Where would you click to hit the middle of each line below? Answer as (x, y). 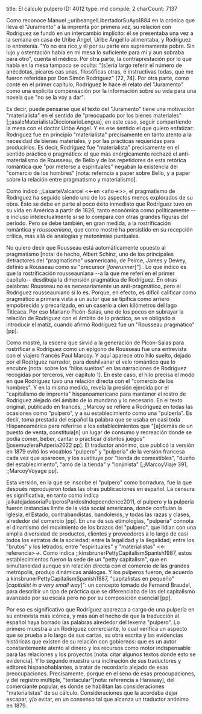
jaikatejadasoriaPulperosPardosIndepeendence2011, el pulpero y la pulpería (100, 502)
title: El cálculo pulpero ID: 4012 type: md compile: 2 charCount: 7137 (92, 9)
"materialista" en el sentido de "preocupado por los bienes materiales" (94, 115)
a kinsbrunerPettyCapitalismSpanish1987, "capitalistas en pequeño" (90, 579)
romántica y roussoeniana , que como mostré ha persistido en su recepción (99, 229)
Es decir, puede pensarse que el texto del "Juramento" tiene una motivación (100, 109)
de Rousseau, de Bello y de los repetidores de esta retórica (113, 160)
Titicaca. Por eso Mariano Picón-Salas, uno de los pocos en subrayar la (95, 312)
